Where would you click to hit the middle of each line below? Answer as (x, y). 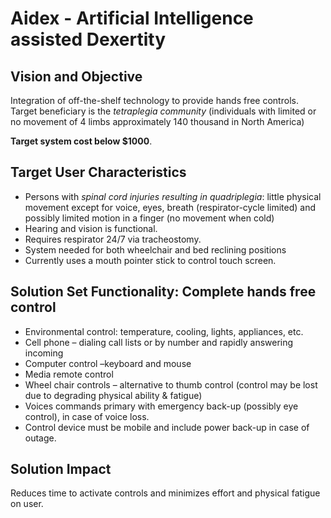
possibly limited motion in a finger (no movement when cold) (149, 218)
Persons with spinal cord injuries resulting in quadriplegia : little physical (173, 196)
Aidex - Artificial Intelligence (132, 18)
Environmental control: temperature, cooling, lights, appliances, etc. (164, 331)
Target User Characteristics (98, 172)
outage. (40, 438)
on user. (27, 504)
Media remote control (69, 374)
